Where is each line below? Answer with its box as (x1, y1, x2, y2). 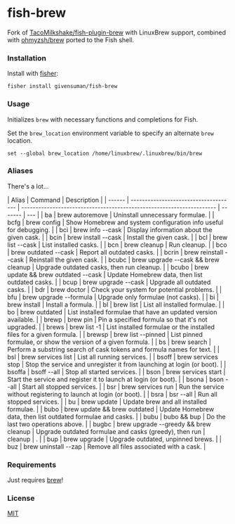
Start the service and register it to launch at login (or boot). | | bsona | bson (7, 375, 224, 383)
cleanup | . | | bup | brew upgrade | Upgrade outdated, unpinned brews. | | (7, 435, 222, 443)
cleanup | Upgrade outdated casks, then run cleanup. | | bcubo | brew (7, 262, 209, 271)
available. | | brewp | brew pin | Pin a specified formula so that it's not (7, 315, 208, 324)
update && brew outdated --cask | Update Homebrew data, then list (7, 270, 203, 279)
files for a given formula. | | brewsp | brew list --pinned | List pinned (7, 330, 203, 338)
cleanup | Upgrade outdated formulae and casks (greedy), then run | (7, 427, 206, 435)
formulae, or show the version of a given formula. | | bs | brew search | (7, 338, 212, 346)
